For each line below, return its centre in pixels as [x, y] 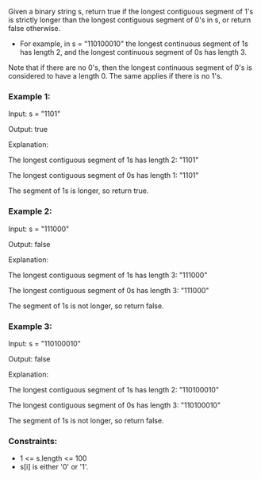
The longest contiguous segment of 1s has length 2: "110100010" [114, 389]
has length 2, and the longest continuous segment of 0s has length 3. [133, 52]
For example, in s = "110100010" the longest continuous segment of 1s [134, 44]
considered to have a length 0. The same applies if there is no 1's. [115, 76]
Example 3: [31, 326]
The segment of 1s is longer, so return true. [79, 191]
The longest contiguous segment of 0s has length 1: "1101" [104, 176]
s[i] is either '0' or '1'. [54, 467]
